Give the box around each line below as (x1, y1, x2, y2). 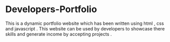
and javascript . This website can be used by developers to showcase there (5, 25, 165, 31)
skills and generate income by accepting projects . (5, 31, 112, 37)
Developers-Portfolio (5, 4, 98, 15)
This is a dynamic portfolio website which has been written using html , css (5, 20, 164, 26)
